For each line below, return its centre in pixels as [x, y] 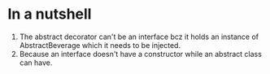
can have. [36, 63]
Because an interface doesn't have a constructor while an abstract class [140, 54]
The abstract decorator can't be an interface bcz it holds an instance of [139, 37]
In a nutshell [50, 14]
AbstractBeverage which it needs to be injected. [100, 45]
